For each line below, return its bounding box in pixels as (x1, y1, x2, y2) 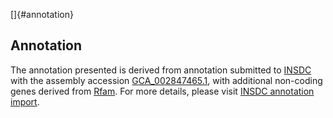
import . (10, 95, 40, 108)
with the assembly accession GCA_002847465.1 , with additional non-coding (10, 74, 323, 86)
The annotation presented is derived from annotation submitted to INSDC (10, 64, 312, 76)
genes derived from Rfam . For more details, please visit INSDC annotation (10, 85, 315, 97)
